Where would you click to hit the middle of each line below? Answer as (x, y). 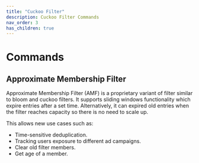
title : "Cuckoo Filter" (36, 12)
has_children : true (30, 28)
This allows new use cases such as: (50, 123)
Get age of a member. (41, 154)
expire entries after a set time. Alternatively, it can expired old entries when (98, 106)
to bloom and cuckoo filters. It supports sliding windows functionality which (98, 100)
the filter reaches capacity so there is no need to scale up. (77, 112)
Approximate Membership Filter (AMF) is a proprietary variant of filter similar (99, 93)
